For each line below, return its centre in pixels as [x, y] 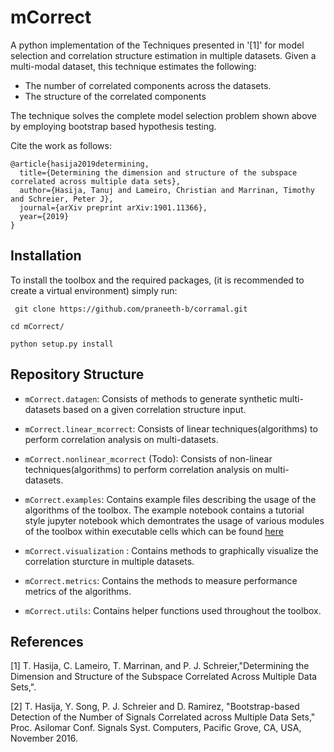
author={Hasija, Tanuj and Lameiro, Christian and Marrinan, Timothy [167, 190]
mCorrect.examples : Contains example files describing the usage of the [170, 499]
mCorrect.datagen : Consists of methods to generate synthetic [151, 398]
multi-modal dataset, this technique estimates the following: [133, 66]
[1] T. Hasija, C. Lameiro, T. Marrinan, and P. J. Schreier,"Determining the [160, 666]
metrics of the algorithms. [78, 591]
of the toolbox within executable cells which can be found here [154, 531]
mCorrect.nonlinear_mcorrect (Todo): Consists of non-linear [148, 458]
